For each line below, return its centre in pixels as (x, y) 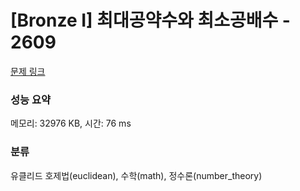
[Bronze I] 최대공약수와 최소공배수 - (150, 20)
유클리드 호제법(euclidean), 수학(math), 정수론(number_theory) (136, 175)
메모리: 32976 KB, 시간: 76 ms (71, 123)
